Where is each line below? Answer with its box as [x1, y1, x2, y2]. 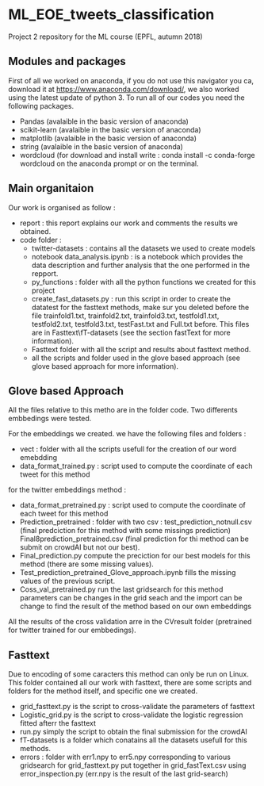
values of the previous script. [19, 577, 116, 586]
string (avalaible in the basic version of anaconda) [19, 141, 184, 151]
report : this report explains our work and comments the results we [19, 218, 238, 228]
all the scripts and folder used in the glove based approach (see [31, 353, 240, 362]
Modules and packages [8, 55, 127, 68]
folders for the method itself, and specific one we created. [8, 686, 198, 696]
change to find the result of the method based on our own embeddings [19, 601, 252, 612]
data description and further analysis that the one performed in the [31, 260, 251, 270]
